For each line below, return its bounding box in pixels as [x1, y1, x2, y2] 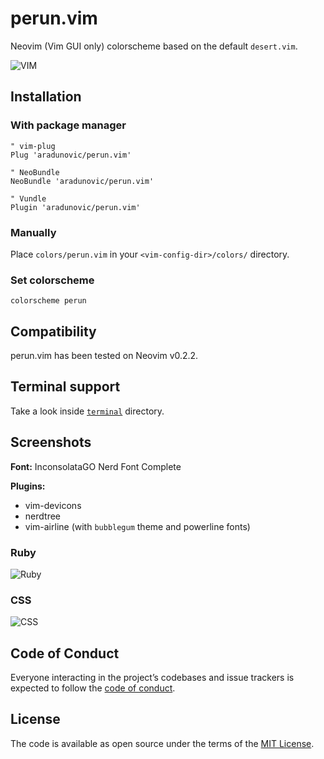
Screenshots [10, 434, 92, 451]
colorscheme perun [10, 296, 87, 306]
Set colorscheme [10, 273, 95, 287]
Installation [10, 88, 82, 106]
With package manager [10, 118, 127, 132]
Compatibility [10, 323, 97, 340]
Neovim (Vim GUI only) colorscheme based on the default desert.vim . [10, 40, 298, 52]
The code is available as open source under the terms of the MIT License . [10, 737, 315, 749]
